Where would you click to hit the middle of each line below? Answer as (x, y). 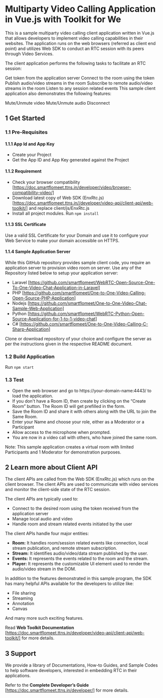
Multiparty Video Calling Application (80, 9)
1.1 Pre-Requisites (26, 132)
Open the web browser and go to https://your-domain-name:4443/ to (82, 390)
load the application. (33, 396)
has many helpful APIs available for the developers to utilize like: (69, 584)
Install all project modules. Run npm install (55, 213)
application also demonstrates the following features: (58, 93)
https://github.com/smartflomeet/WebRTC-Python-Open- (87, 314)
